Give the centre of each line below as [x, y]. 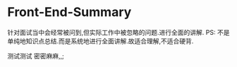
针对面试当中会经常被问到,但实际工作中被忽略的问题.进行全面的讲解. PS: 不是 [119, 32]
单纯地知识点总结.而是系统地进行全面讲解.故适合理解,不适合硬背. [101, 41]
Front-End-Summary [69, 12]
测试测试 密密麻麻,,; [36, 56]
